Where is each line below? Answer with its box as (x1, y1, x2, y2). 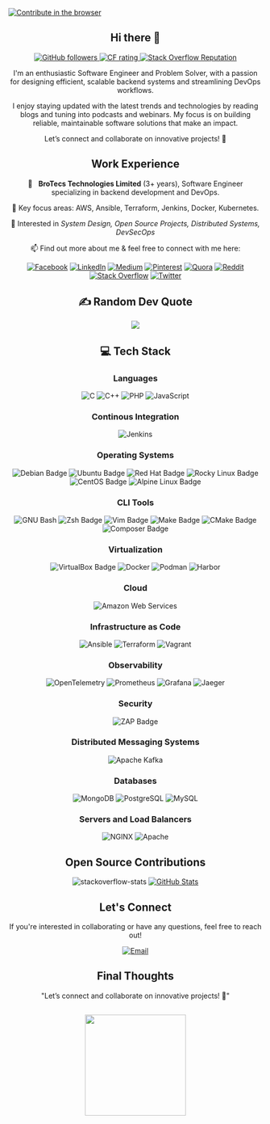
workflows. (116, 85, 155, 95)
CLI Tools (116, 497, 155, 508)
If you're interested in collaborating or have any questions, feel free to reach (9, 922, 262, 932)
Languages (112, 373, 159, 384)
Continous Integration (91, 411, 180, 423)
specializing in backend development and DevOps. (51, 187, 220, 197)
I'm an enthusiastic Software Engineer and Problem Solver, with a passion (13, 68, 258, 78)
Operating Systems (96, 449, 175, 461)
